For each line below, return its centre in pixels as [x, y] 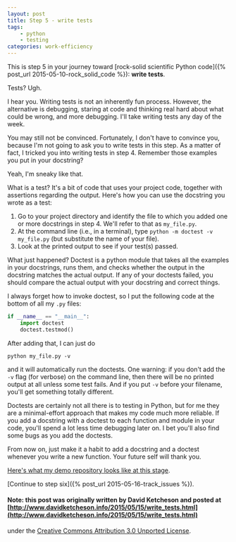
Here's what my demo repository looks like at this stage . [89, 470]
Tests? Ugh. [25, 88]
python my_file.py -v [39, 356]
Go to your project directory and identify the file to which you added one [123, 216]
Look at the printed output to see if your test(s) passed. [98, 246]
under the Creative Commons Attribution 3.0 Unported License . [99, 531]
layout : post [26, 14]
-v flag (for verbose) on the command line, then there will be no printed [111, 377]
